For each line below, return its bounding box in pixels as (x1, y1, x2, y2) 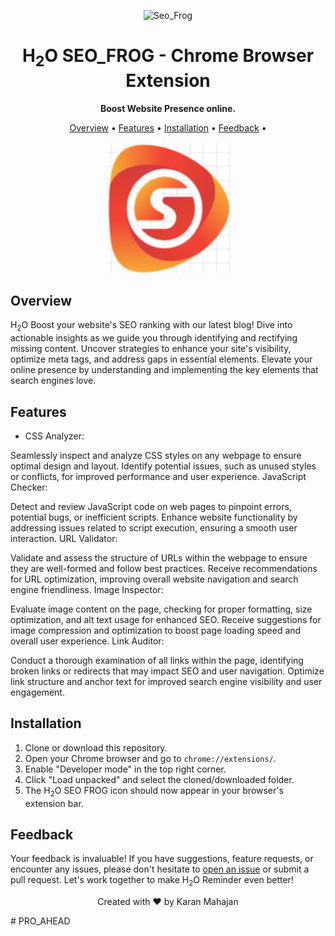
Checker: (10, 481, 48, 493)
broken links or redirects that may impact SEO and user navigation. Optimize (10, 665, 325, 677)
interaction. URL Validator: (10, 532, 118, 544)
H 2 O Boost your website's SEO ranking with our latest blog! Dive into (10, 319, 293, 334)
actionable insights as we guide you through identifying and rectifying (10, 332, 298, 344)
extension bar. (24, 797, 84, 809)
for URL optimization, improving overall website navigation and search (10, 573, 299, 585)
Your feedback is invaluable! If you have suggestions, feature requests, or (10, 853, 314, 865)
